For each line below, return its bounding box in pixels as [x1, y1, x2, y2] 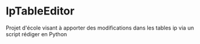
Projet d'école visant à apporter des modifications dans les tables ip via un [6, 24, 194, 31]
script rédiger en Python [6, 30, 67, 37]
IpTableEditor [6, 4, 75, 18]
